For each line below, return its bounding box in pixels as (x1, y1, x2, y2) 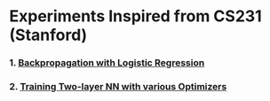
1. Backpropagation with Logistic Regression (9, 57, 205, 69)
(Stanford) (9, 25, 88, 45)
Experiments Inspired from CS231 (9, 6, 262, 27)
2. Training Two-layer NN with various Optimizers (9, 81, 227, 93)
